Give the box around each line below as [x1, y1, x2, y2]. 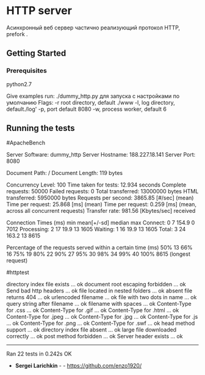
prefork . [6, 30, 29, 37]
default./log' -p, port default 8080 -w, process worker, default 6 [6, 105, 167, 113]
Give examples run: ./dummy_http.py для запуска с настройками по [6, 92, 180, 100]
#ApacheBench [6, 139, 46, 147]
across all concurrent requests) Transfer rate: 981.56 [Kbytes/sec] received [6, 207, 196, 215]
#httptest [6, 269, 29, 276]
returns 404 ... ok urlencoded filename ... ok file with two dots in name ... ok [6, 294, 197, 301]
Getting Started [6, 48, 67, 59]
